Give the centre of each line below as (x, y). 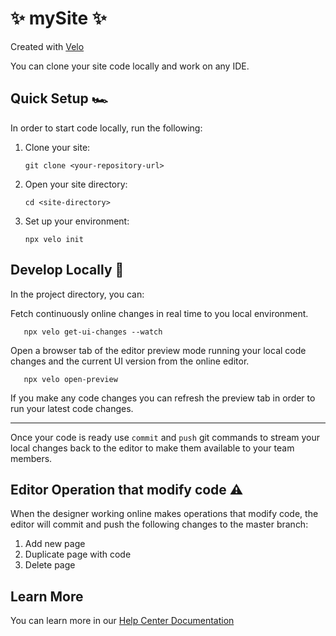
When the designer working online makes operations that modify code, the (164, 514)
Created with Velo (47, 46)
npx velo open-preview (70, 379)
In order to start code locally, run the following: (106, 128)
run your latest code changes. (72, 408)
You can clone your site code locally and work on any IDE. (130, 66)
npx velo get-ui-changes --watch (93, 332)
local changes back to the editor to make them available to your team (152, 448)
